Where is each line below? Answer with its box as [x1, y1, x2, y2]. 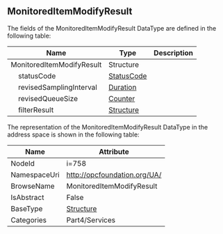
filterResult [18, 104, 54, 114]
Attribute [99, 146, 130, 156]
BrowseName [10, 181, 55, 191]
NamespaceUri [10, 170, 60, 180]
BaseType [10, 203, 43, 213]
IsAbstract [10, 192, 44, 202]
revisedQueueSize [18, 93, 79, 103]
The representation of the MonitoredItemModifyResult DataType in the [7, 123, 208, 131]
